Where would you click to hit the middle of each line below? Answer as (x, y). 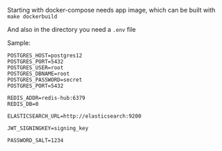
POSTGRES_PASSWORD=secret (45, 80)
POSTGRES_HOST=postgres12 (45, 55)
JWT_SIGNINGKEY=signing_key (48, 128)
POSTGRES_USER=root (35, 68)
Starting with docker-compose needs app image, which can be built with (111, 10)
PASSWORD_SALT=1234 (35, 141)
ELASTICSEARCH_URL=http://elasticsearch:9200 (74, 116)
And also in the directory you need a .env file (72, 29)
